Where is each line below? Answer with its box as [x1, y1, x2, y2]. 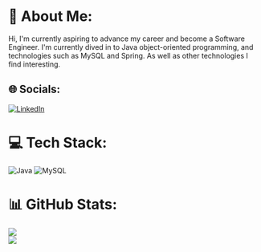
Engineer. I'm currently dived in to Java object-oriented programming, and [8, 42, 254, 51]
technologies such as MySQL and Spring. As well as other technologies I [8, 51, 249, 60]
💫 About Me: [8, 7, 93, 26]
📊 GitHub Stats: [8, 195, 118, 213]
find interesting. [8, 59, 61, 69]
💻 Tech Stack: [8, 133, 108, 152]
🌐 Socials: [8, 83, 61, 96]
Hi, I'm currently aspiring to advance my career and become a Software [8, 34, 245, 43]
